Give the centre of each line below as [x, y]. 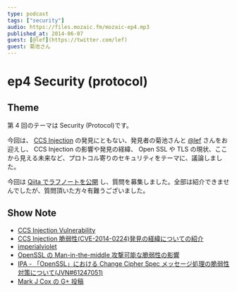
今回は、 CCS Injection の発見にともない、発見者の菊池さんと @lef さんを [115, 140]
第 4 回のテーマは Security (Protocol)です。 [70, 125]
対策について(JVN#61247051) [60, 272]
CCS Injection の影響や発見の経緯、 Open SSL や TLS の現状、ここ [130, 149]
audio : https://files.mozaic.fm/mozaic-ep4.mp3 [79, 27]
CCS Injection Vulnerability [56, 230]
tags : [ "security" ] [36, 20]
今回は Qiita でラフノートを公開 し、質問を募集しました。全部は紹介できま [115, 182]
